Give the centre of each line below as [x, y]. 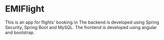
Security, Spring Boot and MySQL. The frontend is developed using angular [81, 27]
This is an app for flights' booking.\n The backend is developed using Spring [82, 22]
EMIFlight [25, 9]
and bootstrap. [20, 32]
